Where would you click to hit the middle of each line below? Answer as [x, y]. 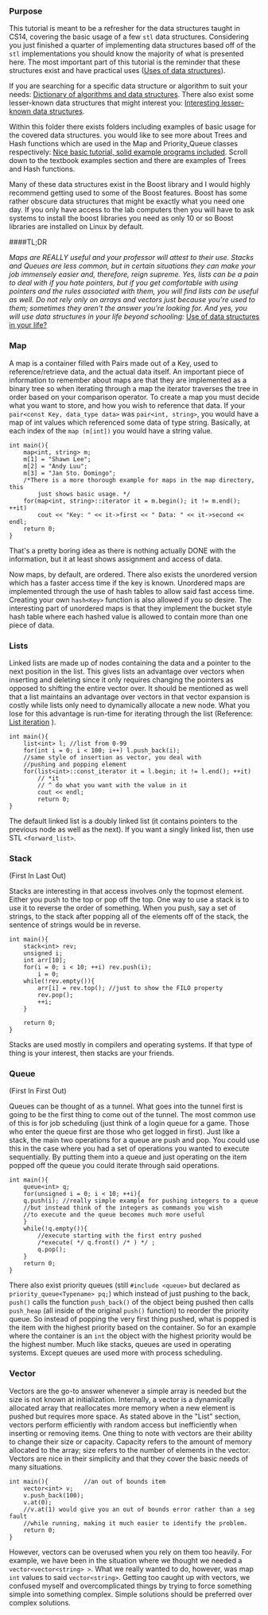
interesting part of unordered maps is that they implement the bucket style [131, 608]
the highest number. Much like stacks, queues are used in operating [120, 1345]
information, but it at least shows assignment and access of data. [116, 559]
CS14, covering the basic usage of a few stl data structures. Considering [129, 37]
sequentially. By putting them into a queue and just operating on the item [128, 1157]
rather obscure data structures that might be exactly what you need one [127, 201]
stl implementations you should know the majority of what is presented [126, 54]
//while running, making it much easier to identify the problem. [136, 1523]
